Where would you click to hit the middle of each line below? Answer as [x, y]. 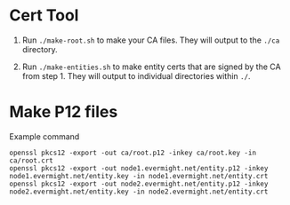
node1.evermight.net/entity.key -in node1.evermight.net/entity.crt [139, 176]
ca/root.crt [31, 161]
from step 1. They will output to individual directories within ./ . [136, 75]
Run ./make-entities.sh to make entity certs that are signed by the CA [152, 67]
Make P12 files [64, 112]
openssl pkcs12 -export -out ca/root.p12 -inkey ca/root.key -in [133, 153]
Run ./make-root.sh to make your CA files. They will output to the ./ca [151, 40]
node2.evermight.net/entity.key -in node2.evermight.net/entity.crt [139, 192]
